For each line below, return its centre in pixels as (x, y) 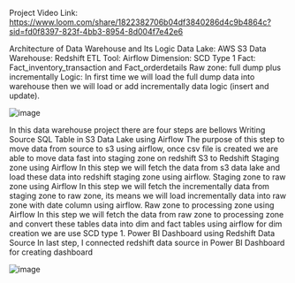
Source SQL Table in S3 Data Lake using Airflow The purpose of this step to (147, 139)
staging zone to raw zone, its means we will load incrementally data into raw (148, 195)
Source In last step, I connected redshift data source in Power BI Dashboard (147, 243)
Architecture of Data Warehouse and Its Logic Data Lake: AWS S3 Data (138, 49)
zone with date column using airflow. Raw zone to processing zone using (142, 205)
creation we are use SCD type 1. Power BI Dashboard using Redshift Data (142, 233)
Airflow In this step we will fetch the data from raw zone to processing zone (147, 214)
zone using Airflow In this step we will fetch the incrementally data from (139, 186)
